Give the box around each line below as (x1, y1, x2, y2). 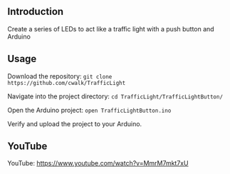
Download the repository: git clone (7, 71, 113, 81)
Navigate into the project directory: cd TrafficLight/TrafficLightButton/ (7, 92, 223, 101)
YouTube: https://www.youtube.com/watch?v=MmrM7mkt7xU (7, 159, 189, 168)
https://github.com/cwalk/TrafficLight (7, 79, 126, 86)
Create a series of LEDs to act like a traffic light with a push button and (7, 24, 215, 33)
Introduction (7, 6, 64, 18)
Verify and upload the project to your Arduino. (7, 119, 142, 128)
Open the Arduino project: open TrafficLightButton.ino (7, 106, 172, 114)
